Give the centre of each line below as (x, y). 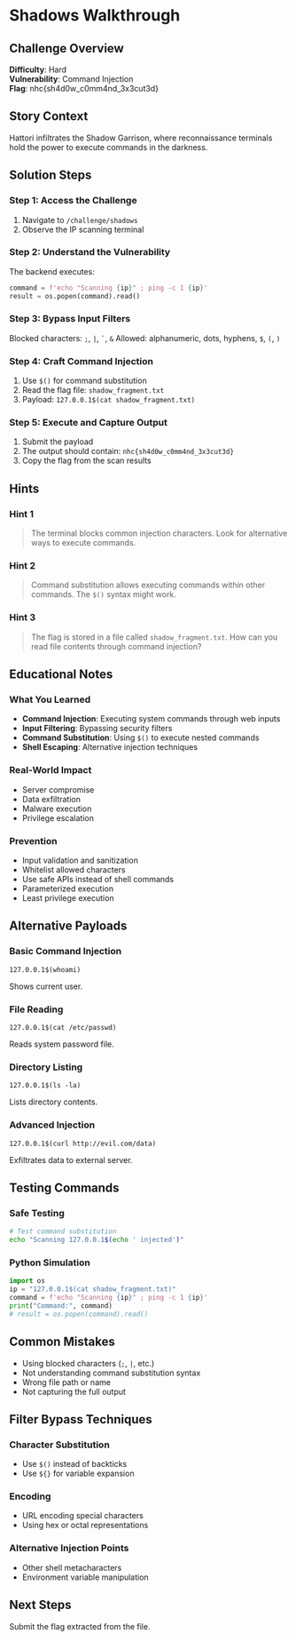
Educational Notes (61, 675)
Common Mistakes (62, 1342)
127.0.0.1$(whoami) (45, 969)
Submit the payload (58, 442)
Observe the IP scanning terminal (83, 229)
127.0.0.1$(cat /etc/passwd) (63, 1027)
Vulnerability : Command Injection (71, 79)
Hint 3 (23, 617)
